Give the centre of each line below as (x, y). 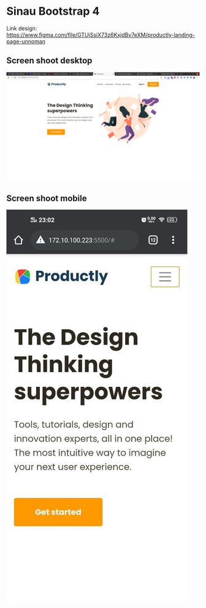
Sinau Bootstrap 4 (53, 11)
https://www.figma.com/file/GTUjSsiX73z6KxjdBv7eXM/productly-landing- (101, 34)
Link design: (22, 28)
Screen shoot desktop (49, 60)
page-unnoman (26, 41)
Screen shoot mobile (47, 198)
